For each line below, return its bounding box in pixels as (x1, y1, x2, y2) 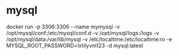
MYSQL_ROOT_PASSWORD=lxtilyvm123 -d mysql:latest (6, 42, 144, 49)
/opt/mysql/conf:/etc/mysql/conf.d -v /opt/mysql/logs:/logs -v (6, 29, 159, 36)
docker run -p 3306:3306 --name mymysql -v (6, 23, 120, 30)
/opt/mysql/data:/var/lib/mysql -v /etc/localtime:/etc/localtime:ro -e (6, 35, 173, 43)
